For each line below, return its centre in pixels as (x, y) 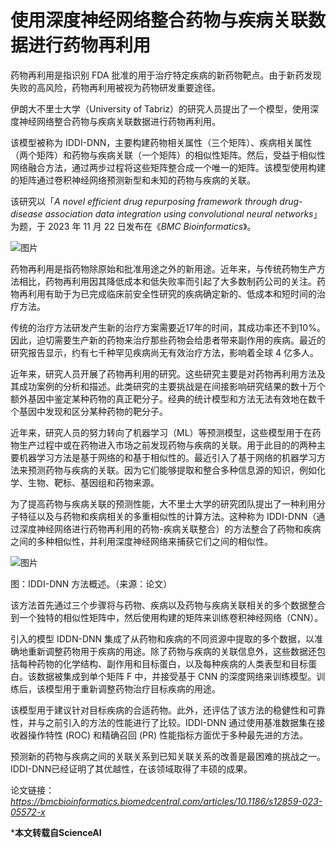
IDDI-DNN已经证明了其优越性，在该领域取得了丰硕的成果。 (131, 768)
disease (26, 213)
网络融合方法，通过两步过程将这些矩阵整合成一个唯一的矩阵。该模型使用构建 (168, 167)
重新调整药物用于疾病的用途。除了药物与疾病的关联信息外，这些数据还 (172, 651)
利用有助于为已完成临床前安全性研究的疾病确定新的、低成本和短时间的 (172, 293)
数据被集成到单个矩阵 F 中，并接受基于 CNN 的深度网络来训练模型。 (176, 676)
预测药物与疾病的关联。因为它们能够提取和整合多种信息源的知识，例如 (172, 470)
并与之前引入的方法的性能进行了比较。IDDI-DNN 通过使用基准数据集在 (172, 722)
